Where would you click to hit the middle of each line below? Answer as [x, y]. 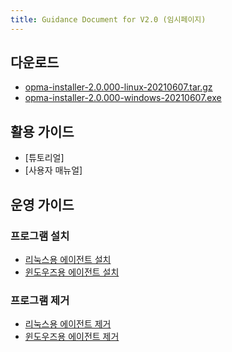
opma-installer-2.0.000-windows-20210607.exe [123, 98]
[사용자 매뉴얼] [53, 170]
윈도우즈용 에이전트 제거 [72, 337]
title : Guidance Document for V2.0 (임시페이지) [108, 19]
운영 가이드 [42, 204]
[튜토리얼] [44, 158]
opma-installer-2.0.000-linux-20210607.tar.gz [118, 87]
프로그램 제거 [40, 300]
